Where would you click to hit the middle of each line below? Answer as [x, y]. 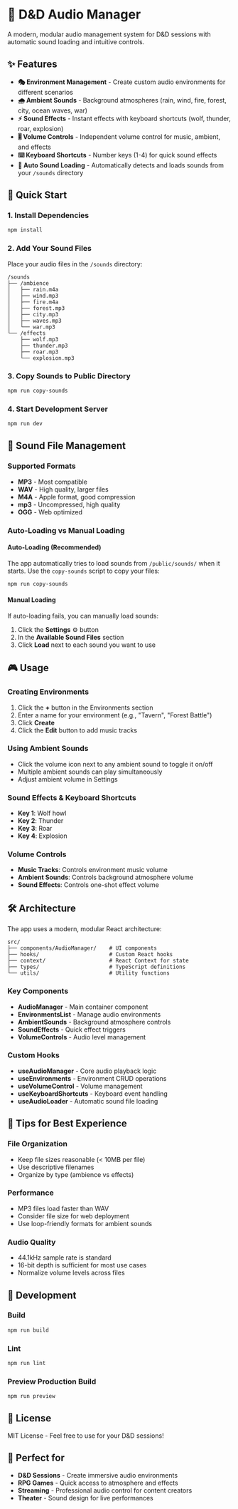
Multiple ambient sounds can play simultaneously [90, 772]
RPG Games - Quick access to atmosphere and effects [98, 1483]
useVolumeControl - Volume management [80, 1086]
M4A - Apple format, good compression [76, 497]
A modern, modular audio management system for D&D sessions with [109, 34]
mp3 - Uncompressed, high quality [69, 504]
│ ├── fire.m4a [33, 302]
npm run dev [25, 424]
